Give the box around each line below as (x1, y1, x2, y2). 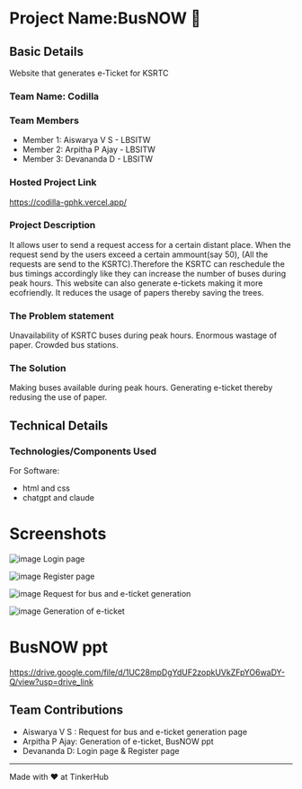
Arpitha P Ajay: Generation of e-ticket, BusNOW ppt (22, 736, 214, 747)
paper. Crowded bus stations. (9, 340, 119, 350)
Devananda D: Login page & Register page (22, 745, 180, 756)
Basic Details (9, 44, 84, 59)
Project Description (9, 219, 96, 232)
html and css (22, 483, 70, 493)
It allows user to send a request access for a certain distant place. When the (9, 239, 291, 250)
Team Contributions (9, 703, 124, 718)
